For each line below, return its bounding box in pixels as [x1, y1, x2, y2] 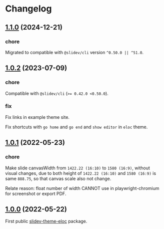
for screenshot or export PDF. [5, 190, 66, 196]
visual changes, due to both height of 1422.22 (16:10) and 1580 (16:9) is [5, 170, 156, 176]
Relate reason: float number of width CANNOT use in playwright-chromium [5, 185, 159, 191]
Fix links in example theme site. [5, 114, 70, 120]
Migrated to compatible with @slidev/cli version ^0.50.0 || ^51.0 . [5, 49, 144, 55]
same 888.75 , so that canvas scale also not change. [5, 175, 111, 181]
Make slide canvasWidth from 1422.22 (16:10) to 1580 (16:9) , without [5, 165, 150, 171]
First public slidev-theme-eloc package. [5, 218, 87, 224]
